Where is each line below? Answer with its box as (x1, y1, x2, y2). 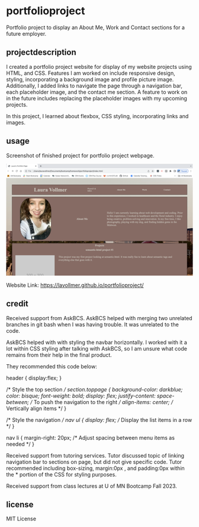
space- (156, 392, 175, 399)
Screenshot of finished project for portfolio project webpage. (6, 152, 155, 159)
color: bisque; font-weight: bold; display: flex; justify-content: (6, 392, 156, 399)
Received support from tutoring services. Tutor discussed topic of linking (6, 452, 185, 459)
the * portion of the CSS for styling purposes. (6, 471, 117, 478)
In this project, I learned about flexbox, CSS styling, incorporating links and (6, 112, 189, 119)
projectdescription (6, 48, 76, 58)
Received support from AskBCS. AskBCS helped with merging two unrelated (6, 314, 192, 321)
